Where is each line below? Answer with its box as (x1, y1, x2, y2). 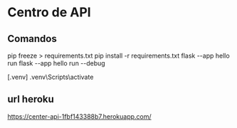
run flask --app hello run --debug (7, 59, 105, 68)
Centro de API (7, 4, 91, 21)
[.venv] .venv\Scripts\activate (7, 73, 94, 81)
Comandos (7, 33, 57, 45)
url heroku (7, 93, 55, 105)
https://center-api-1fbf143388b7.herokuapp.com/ (7, 112, 152, 121)
